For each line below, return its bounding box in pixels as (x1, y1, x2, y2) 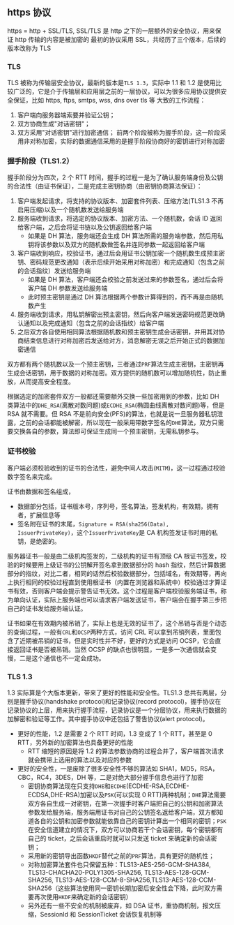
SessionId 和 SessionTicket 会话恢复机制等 (40, 910, 162, 918)
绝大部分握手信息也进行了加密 (118, 774, 204, 781)
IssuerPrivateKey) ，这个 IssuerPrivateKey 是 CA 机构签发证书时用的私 (17, 528, 218, 536)
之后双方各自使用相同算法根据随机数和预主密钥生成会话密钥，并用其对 (17, 327, 219, 336)
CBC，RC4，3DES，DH (17, 774, 86, 781)
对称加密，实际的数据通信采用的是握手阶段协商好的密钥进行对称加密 (29, 137, 225, 145)
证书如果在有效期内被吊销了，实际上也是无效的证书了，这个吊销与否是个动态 (7, 619, 227, 627)
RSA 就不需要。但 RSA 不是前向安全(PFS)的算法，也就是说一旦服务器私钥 (7, 410, 217, 418)
